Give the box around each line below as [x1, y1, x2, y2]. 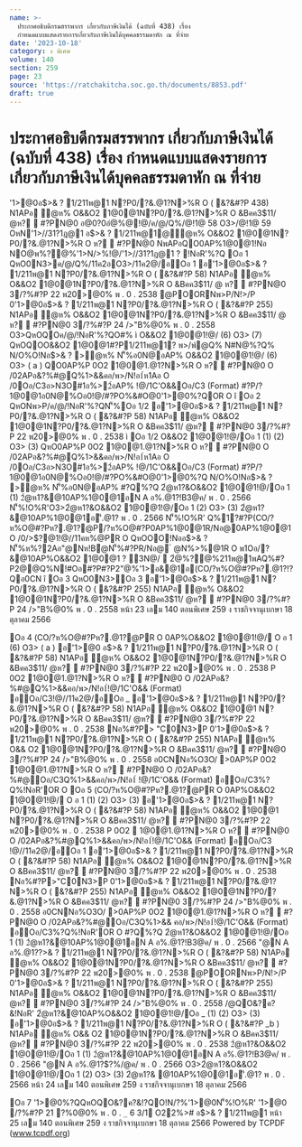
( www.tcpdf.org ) [9, 1128, 70, 1139]
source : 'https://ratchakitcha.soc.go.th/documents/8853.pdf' [9, 80, 248, 89]
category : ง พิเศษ [9, 47, 71, 56]
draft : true [9, 89, 54, 98]
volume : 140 [9, 55, 54, 64]
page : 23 [9, 72, 42, 81]
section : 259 [9, 64, 59, 73]
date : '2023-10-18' [9, 38, 83, 48]
